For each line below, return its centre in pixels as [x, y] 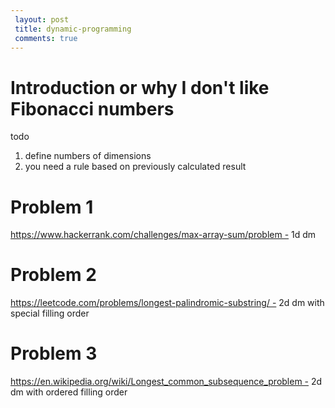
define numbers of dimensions [88, 156]
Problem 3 [54, 353]
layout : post [42, 19]
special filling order [50, 313]
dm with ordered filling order [69, 392]
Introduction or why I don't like [140, 87]
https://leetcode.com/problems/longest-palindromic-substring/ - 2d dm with [167, 303]
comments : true [46, 38]
